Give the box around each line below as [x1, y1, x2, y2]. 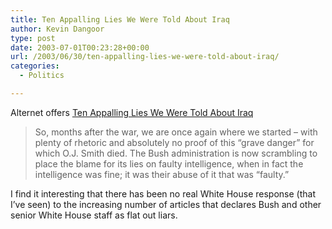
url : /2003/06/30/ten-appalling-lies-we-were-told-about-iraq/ [10, 52, 280, 62]
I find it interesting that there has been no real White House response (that [10, 187, 316, 200]
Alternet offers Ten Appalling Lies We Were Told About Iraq [10, 106, 254, 118]
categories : [10, 61, 60, 71]
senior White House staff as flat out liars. [10, 209, 178, 221]
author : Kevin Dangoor [10, 24, 105, 34]
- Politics [19, 71, 65, 81]
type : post [10, 33, 56, 43]
